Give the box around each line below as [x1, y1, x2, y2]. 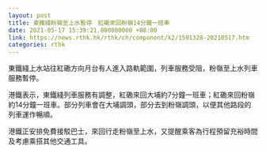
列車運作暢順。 [8, 110, 57, 119]
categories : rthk [8, 41, 66, 49]
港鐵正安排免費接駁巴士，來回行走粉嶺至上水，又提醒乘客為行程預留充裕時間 [8, 127, 258, 136]
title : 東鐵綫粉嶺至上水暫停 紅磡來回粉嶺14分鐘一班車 [8, 19, 170, 27]
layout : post [8, 11, 51, 20]
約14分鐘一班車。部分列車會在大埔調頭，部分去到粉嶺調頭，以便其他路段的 [8, 100, 252, 110]
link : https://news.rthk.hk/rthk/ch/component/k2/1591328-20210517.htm [8, 33, 249, 42]
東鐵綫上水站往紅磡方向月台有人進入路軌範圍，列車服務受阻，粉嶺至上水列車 [8, 64, 258, 73]
